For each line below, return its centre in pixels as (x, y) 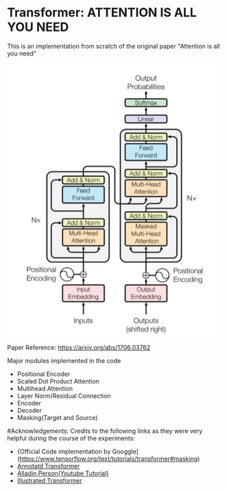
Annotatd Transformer (48, 466)
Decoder (29, 411)
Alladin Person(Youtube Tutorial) (63, 473)
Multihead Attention (45, 389)
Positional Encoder (44, 374)
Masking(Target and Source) (57, 418)
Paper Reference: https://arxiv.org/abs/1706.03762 (79, 348)
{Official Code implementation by (64, 452)
